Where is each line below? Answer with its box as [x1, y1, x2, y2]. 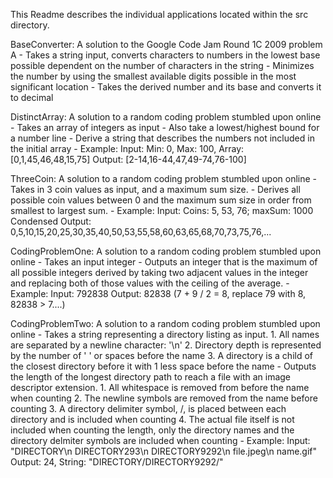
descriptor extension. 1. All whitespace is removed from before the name [10, 382, 310, 393]
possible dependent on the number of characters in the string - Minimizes [10, 60, 315, 71]
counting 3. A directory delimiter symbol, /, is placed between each [10, 403, 287, 414]
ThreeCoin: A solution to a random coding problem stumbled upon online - [10, 173, 318, 184]
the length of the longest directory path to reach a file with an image [10, 371, 292, 383]
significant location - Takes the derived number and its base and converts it [10, 81, 322, 93]
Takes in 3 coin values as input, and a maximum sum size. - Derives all [10, 184, 301, 195]
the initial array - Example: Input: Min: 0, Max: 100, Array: [10, 143, 245, 154]
